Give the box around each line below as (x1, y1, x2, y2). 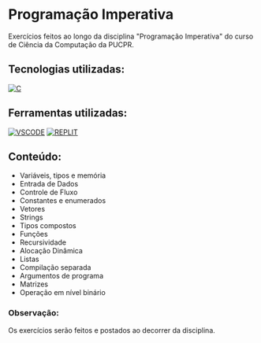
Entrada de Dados (19, 179, 79, 189)
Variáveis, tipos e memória (19, 171, 106, 180)
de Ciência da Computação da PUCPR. (8, 39, 134, 49)
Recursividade (19, 238, 67, 247)
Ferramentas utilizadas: (8, 106, 128, 120)
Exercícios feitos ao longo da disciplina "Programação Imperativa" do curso (8, 31, 254, 41)
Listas (19, 254, 39, 264)
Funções (19, 230, 49, 239)
